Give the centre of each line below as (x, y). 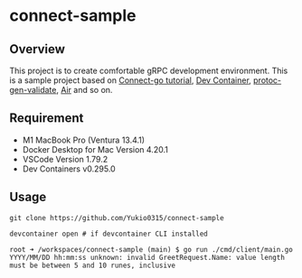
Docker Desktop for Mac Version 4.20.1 (95, 149)
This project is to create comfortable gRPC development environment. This (149, 70)
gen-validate (33, 90)
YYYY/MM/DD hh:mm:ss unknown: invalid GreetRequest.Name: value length (147, 257)
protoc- (267, 80)
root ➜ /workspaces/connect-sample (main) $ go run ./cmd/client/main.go (151, 249)
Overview (38, 49)
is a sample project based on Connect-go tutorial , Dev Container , (130, 80)
